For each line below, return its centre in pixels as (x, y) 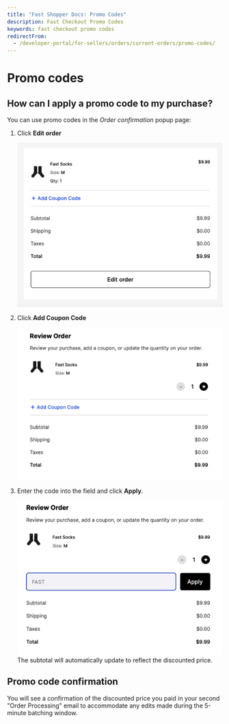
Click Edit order (39, 133)
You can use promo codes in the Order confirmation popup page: (99, 120)
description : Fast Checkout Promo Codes (66, 22)
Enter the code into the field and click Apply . (80, 491)
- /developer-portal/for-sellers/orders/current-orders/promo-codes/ (114, 44)
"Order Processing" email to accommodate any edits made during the (105, 705)
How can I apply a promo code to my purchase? (110, 103)
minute (17, 712)
